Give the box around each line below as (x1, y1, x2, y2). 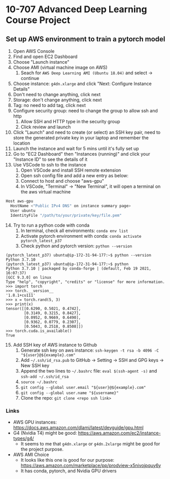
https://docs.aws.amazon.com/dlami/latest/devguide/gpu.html (13, 424, 144, 431)
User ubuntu (10, 208, 36, 213)
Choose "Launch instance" (13, 59, 70, 65)
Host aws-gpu (6, 199, 33, 204)
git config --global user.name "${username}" (20, 390, 119, 396)
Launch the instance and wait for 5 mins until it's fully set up (13, 146, 139, 151)
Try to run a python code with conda (13, 222, 90, 228)
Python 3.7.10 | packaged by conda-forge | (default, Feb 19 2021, (6, 266, 152, 271)
